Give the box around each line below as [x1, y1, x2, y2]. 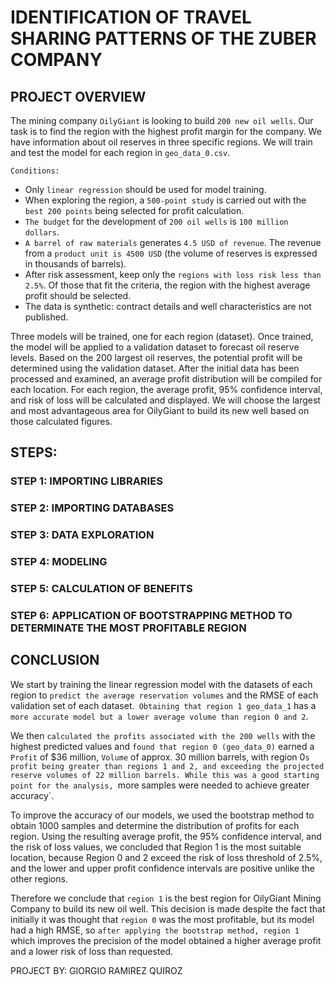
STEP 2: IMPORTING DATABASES [10, 501, 175, 515]
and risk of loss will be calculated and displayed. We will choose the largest [10, 394, 321, 406]
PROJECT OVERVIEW [10, 88, 147, 105]
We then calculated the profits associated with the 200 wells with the [10, 729, 316, 741]
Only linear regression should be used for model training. [24, 184, 267, 195]
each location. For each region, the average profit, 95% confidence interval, [10, 384, 323, 395]
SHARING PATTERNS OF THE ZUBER [10, 27, 317, 50]
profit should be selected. [24, 290, 132, 301]
